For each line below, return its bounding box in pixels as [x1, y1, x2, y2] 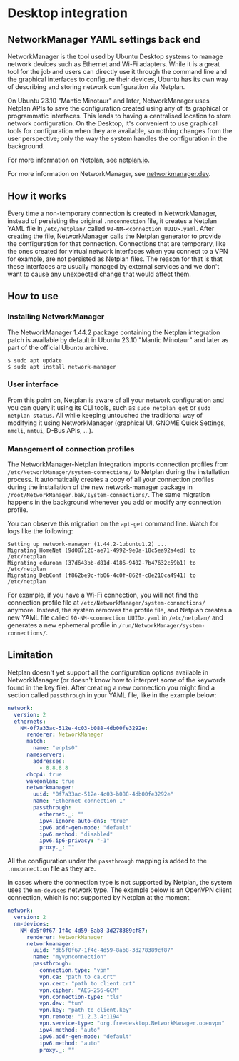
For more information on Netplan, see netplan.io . [7, 155, 150, 164]
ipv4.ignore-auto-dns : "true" [39, 817, 130, 824]
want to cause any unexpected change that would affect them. [7, 270, 191, 278]
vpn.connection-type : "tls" [39, 993, 123, 1000]
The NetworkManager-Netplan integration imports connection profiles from [7, 460, 229, 468]
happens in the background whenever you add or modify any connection [7, 498, 222, 507]
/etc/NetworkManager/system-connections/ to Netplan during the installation [7, 468, 230, 476]
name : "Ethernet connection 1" [33, 797, 126, 805]
